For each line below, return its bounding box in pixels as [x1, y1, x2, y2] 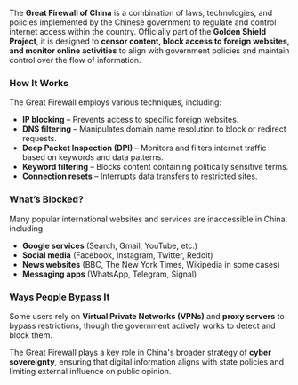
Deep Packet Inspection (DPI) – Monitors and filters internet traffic [21, 142, 267, 154]
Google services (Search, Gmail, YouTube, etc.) [21, 240, 198, 251]
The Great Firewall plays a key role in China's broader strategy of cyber [9, 347, 271, 357]
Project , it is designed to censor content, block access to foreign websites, [9, 36, 290, 46]
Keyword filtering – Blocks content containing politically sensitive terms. [21, 162, 289, 172]
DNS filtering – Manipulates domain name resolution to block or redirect [21, 124, 286, 134]
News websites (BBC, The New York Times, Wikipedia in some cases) [21, 259, 280, 269]
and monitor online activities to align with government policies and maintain [9, 45, 290, 56]
